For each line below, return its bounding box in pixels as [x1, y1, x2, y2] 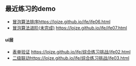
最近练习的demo [5, 4, 56, 13]
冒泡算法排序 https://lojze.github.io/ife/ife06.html [12, 19, 111, 25]
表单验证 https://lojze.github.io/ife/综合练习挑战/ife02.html [12, 49, 131, 55]
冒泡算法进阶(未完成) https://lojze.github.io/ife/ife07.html [12, 25, 127, 31]
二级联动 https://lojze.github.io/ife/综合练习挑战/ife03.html [12, 55, 130, 61]
